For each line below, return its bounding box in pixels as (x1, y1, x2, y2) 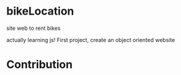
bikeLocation (6, 4, 74, 18)
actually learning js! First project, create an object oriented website (6, 36, 175, 43)
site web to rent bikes (6, 24, 61, 32)
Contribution (6, 58, 73, 71)
